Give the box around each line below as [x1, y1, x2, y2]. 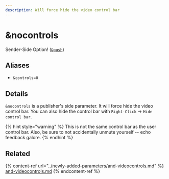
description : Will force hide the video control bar [5, 7, 120, 13]
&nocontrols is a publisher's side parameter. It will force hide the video [5, 103, 153, 109]
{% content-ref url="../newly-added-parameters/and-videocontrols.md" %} [5, 163, 164, 169]
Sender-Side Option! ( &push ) [5, 46, 65, 53]
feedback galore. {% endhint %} [5, 135, 74, 141]
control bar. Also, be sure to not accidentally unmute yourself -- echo [5, 129, 151, 135]
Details [5, 89, 28, 98]
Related [5, 149, 31, 158]
